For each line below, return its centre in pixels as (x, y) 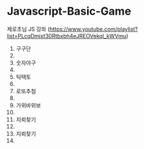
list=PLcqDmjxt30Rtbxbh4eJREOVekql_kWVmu (67, 36)
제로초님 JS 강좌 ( (28, 29)
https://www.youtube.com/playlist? (94, 29)
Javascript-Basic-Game (69, 11)
